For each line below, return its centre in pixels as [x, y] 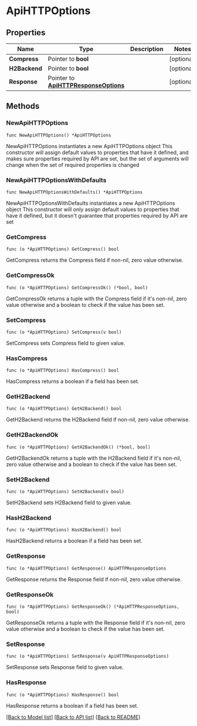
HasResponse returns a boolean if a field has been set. [72, 705]
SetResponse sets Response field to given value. [65, 667]
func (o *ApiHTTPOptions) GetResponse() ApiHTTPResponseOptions [86, 568]
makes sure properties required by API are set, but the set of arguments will [97, 158]
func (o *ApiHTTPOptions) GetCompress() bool [62, 249]
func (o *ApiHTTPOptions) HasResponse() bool [62, 695]
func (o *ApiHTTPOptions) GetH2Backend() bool [64, 409]
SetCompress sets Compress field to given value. [66, 343]
